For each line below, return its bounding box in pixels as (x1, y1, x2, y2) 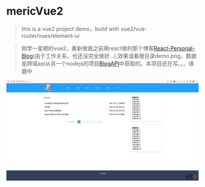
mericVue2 (6, 4, 63, 18)
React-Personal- (153, 44, 195, 52)
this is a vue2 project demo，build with (21, 25, 120, 32)
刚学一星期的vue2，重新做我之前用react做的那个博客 (21, 44, 154, 52)
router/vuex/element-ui (21, 32, 80, 39)
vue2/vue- (120, 25, 148, 32)
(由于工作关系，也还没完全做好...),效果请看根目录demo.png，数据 (32, 52, 197, 59)
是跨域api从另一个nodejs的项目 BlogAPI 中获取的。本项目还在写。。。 (21, 60, 189, 67)
